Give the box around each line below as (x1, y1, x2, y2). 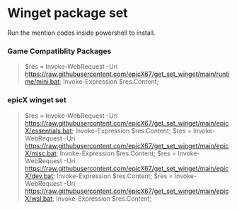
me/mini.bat (24, 77, 60, 86)
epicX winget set (7, 95, 67, 105)
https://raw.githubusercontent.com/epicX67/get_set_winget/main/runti (24, 70, 230, 79)
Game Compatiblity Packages (7, 46, 112, 56)
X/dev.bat (24, 172, 54, 180)
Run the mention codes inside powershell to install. (7, 28, 156, 37)
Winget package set (7, 5, 129, 21)
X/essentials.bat (24, 126, 72, 135)
